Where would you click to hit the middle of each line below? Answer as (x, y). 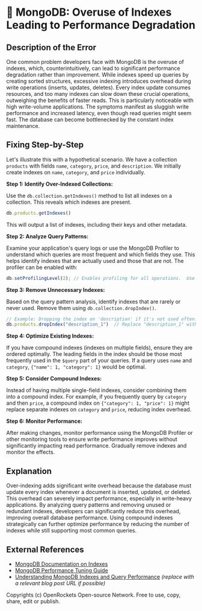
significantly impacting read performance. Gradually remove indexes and (96, 446)
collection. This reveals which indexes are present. (69, 202)
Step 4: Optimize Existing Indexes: (50, 336)
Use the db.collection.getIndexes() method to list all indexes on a (89, 195)
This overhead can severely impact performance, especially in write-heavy (99, 499)
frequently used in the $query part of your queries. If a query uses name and (99, 361)
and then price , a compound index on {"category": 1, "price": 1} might (98, 403)
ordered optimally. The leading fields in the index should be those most (94, 354)
